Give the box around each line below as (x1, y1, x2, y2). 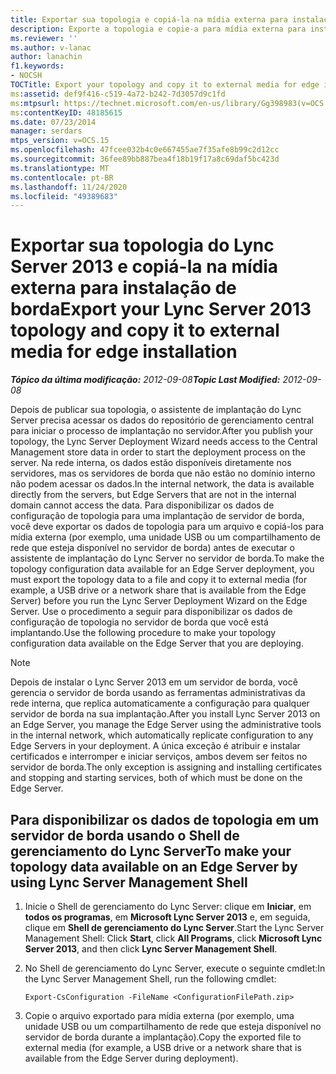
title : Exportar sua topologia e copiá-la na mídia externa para (10, 14, 288, 25)
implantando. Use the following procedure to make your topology (10, 627, 277, 639)
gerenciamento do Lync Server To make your (10, 842, 292, 860)
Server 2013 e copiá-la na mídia (10, 256, 279, 278)
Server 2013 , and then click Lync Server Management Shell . (24, 943, 278, 955)
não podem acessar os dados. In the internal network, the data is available (10, 478, 315, 490)
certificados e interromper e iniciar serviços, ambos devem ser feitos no (10, 751, 308, 763)
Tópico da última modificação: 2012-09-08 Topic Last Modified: (10, 374, 281, 386)
